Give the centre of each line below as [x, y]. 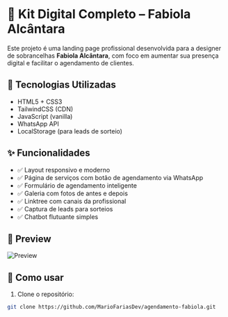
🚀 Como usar [35, 277]
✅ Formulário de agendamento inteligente [77, 185]
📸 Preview [29, 239]
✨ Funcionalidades [49, 153]
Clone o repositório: [46, 294]
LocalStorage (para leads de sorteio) [70, 131]
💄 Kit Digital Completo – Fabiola [99, 14]
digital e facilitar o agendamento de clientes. [71, 63]
